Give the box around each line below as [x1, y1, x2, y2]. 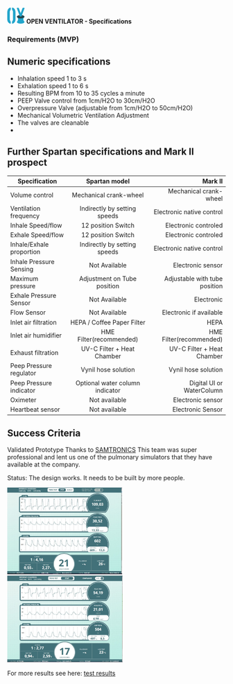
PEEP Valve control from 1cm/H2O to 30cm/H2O [17, 96, 156, 105]
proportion [10, 247, 41, 256]
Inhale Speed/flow [10, 221, 62, 229]
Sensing [10, 265, 34, 273]
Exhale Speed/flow [10, 231, 64, 239]
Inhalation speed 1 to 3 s [17, 74, 87, 82]
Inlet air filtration [10, 318, 57, 326]
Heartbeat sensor [10, 405, 60, 414]
